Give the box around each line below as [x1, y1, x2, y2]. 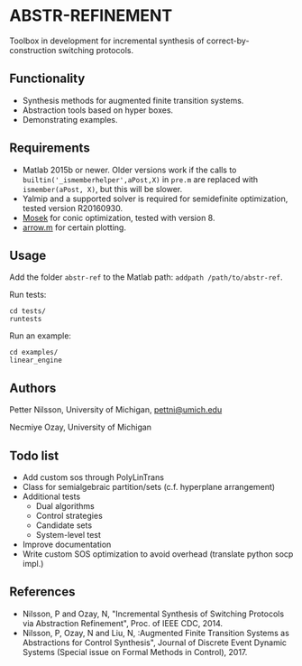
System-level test [35, 530, 102, 540]
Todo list [9, 448, 59, 463]
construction [9, 44, 57, 55]
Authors [9, 380, 57, 395]
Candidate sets [35, 520, 93, 531]
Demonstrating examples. [22, 114, 119, 125]
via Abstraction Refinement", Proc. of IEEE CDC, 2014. [22, 617, 224, 628]
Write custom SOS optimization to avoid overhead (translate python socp [22, 549, 294, 560]
